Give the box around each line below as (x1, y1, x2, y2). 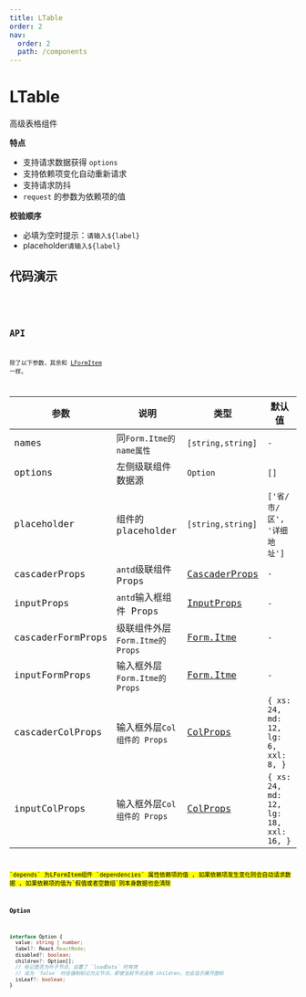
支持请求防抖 (22, 180, 71, 191)
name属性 (116, 445, 151, 456)
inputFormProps (14, 669, 91, 681)
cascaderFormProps (14, 632, 107, 644)
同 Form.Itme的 (116, 432, 176, 444)
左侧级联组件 (116, 460, 171, 473)
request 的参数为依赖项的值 (22, 191, 126, 202)
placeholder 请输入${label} (22, 240, 121, 251)
